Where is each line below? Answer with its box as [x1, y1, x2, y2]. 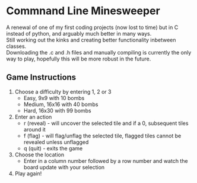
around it [23, 126, 46, 133]
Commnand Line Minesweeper [6, 4, 160, 18]
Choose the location [14, 151, 64, 158]
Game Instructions [6, 72, 77, 82]
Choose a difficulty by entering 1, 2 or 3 [14, 88, 112, 95]
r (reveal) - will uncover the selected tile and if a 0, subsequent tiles [23, 120, 189, 127]
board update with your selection [23, 163, 105, 171]
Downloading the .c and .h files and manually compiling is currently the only [6, 49, 192, 56]
